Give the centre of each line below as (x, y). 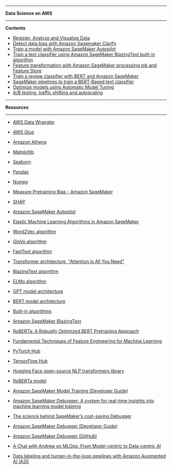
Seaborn (22, 162)
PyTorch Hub (26, 351)
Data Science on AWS (29, 13)
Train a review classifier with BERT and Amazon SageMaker (76, 76)
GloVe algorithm (30, 241)
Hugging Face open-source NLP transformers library (68, 371)
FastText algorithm (32, 251)
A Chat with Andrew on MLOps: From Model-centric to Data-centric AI (87, 446)
